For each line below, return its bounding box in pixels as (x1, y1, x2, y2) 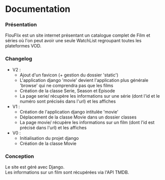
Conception (5, 153, 34, 160)
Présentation (5, 21, 37, 28)
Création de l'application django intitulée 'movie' (19, 109, 119, 115)
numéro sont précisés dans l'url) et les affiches (19, 98, 116, 104)
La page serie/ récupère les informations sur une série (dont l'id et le (19, 93, 160, 99)
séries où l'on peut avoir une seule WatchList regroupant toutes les (5, 38, 142, 44)
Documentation (5, 3, 71, 15)
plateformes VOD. (5, 43, 42, 49)
